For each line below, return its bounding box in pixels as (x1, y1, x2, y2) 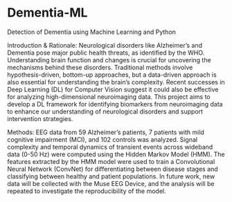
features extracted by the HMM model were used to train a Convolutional (7, 157, 215, 165)
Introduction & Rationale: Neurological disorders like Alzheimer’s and (7, 41, 203, 49)
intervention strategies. (7, 114, 73, 122)
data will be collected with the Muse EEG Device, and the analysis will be (7, 179, 215, 187)
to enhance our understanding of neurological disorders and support (7, 107, 203, 116)
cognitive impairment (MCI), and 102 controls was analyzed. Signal (7, 135, 198, 143)
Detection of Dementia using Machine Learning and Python (7, 28, 177, 36)
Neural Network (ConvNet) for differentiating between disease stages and (7, 165, 218, 173)
